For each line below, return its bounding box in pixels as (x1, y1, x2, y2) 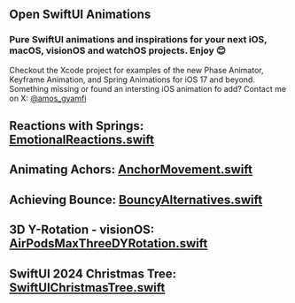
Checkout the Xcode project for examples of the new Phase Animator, (9, 64, 264, 75)
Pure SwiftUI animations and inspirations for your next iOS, (9, 34, 268, 46)
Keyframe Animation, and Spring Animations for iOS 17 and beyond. (9, 74, 255, 85)
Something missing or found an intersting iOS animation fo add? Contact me (9, 83, 286, 94)
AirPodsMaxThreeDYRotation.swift (9, 236, 208, 251)
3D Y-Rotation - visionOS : (9, 223, 155, 238)
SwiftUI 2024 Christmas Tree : (9, 266, 177, 281)
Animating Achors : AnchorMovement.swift (9, 163, 253, 178)
